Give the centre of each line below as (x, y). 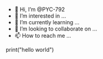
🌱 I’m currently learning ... (47, 22)
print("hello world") (30, 50)
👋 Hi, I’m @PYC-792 (40, 9)
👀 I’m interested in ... (40, 16)
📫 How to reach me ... (43, 36)
